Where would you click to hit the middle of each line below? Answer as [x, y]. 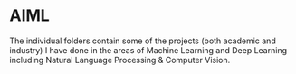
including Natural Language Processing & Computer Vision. [120, 60]
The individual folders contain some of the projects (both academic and [143, 41]
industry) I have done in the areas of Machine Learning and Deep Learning [148, 50]
